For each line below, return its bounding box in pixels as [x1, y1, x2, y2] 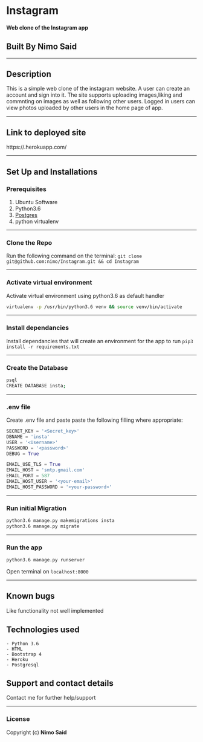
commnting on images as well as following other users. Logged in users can [6, 98, 195, 105]
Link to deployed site [6, 127, 86, 138]
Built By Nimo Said [6, 42, 77, 52]
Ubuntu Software [14, 198, 58, 205]
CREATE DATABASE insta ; [6, 382, 66, 389]
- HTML [6, 646, 23, 652]
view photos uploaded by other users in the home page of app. [6, 104, 163, 112]
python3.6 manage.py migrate [6, 523, 80, 529]
